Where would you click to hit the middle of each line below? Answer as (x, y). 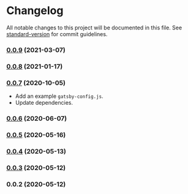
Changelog (35, 11)
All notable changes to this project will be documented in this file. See (94, 28)
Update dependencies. (44, 103)
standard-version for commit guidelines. (57, 34)
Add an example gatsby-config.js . (59, 96)
